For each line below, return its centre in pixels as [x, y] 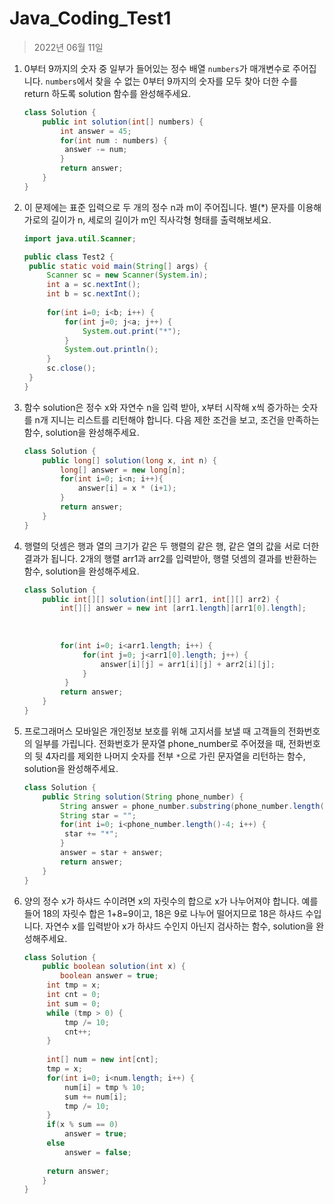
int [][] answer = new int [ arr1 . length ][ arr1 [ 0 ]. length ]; [183, 608]
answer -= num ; [96, 150]
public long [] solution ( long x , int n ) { [129, 460]
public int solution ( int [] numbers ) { [123, 122]
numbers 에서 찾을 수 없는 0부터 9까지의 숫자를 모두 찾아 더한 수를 [171, 81]
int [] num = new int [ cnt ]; [102, 1060]
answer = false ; [98, 1152]
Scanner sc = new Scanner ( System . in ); [127, 275]
